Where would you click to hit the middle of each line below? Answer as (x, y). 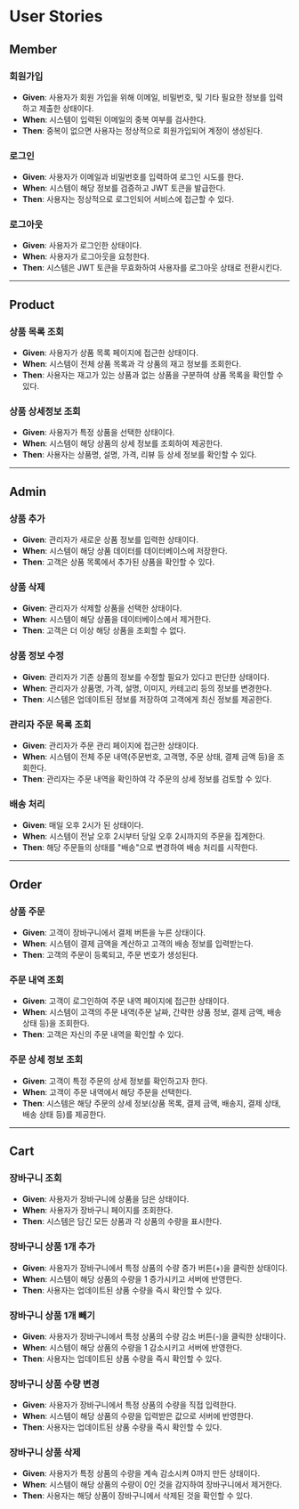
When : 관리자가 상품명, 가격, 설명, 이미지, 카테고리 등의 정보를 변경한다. (147, 688)
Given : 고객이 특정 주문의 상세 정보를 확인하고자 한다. (115, 1081)
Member (33, 49)
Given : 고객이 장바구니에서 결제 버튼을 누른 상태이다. (114, 933)
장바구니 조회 (36, 1178)
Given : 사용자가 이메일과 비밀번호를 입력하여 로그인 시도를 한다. (133, 177)
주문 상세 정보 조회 (46, 1059)
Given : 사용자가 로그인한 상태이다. (82, 246)
